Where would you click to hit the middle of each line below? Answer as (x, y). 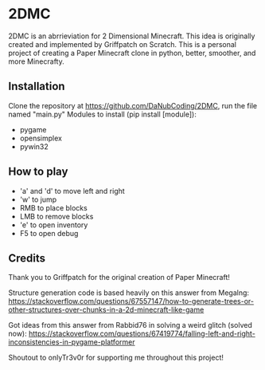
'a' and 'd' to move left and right (72, 191)
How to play (38, 172)
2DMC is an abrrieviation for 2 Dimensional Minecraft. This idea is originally (132, 36)
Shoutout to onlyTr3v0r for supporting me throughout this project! (116, 358)
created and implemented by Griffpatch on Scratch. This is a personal (123, 44)
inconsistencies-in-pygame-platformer (72, 342)
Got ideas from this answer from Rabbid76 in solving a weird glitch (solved (131, 325)
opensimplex (41, 138)
